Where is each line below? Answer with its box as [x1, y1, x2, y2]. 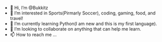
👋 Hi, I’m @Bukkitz [10, 5, 49, 10]
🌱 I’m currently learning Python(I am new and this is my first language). [10, 20, 157, 26]
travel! [10, 15, 24, 21]
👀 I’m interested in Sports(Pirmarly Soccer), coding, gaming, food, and [10, 10, 156, 16]
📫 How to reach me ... [10, 31, 57, 37]
